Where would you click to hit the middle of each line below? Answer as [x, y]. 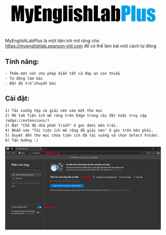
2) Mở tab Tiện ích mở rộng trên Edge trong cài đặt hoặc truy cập [76, 115]
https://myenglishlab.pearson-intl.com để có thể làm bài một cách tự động [81, 46]
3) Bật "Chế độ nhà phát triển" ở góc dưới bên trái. [62, 125]
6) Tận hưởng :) [22, 140]
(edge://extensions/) [27, 120]
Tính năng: [22, 62]
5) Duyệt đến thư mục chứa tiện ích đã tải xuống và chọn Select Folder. [83, 135]
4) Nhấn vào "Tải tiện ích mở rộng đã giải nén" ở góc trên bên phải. [79, 130]
